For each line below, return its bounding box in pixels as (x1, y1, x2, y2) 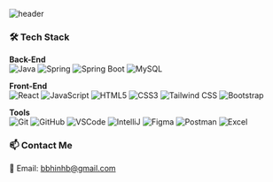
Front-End (9, 80, 48, 92)
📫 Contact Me (9, 140, 73, 152)
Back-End (9, 54, 46, 65)
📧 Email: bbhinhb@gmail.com (9, 163, 117, 173)
